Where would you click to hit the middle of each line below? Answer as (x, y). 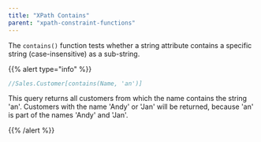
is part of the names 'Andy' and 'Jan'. (68, 115)
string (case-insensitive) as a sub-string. (74, 54)
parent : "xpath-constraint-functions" (72, 23)
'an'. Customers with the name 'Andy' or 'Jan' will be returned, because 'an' (131, 106)
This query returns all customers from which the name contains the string (127, 99)
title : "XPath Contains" (49, 15)
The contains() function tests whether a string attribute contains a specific (130, 45)
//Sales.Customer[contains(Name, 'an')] (76, 84)
